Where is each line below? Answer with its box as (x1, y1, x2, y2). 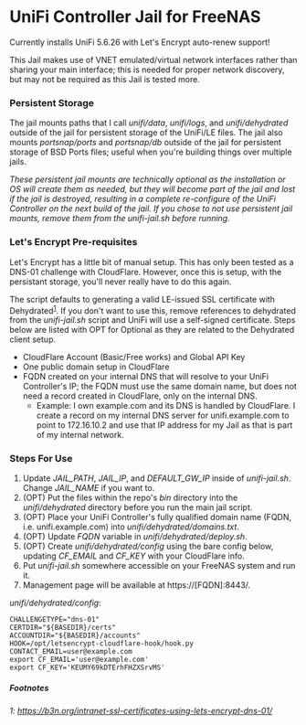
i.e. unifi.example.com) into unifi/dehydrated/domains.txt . (22, 521, 240, 532)
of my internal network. (36, 430, 125, 441)
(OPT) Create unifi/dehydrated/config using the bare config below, (22, 541, 274, 552)
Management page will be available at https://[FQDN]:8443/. (22, 580, 251, 591)
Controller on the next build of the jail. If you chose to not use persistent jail (9, 203, 293, 214)
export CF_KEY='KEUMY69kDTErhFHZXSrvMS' (9, 663, 166, 673)
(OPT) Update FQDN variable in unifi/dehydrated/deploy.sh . (22, 531, 248, 542)
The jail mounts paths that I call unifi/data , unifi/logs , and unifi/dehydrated (9, 117, 289, 129)
